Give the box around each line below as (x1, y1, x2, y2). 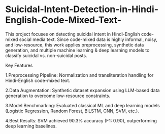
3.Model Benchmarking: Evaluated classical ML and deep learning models (5, 102, 160, 108)
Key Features (5, 62, 33, 68)
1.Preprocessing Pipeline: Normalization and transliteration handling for (5, 72, 154, 78)
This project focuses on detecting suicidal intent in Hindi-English (5, 31, 141, 37)
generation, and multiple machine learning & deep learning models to (5, 47, 150, 53)
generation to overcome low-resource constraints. (5, 93, 111, 99)
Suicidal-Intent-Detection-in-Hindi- (5, 4, 159, 15)
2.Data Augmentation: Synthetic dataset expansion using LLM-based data (5, 87, 160, 93)
